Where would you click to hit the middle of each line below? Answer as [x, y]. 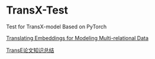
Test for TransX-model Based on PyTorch [56, 27]
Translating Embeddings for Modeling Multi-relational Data [77, 38]
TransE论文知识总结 [30, 50]
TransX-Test [37, 10]
